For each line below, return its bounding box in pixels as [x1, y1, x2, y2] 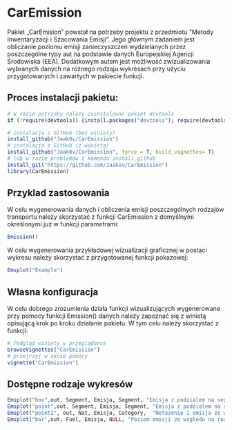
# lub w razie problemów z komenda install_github [7, 155, 156, 162]
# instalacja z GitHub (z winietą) [7, 142, 110, 150]
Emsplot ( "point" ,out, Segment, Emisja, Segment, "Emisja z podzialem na [7, 403, 221, 410]
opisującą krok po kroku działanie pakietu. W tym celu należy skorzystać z [7, 319, 220, 327]
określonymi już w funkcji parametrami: [7, 220, 119, 229]
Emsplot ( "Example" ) [7, 267, 64, 274]
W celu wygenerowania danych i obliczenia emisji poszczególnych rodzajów [7, 206, 224, 214]
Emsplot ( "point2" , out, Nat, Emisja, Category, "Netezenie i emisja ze [7, 410, 221, 417]
